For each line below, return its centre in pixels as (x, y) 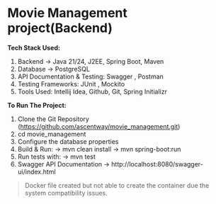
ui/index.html (36, 171)
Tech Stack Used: (34, 47)
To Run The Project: (37, 105)
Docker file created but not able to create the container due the (117, 185)
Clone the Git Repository (53, 119)
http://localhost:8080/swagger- (157, 164)
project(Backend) (60, 28)
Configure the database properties (68, 141)
